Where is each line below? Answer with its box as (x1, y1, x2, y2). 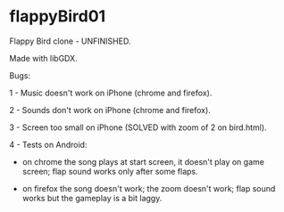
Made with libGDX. (9, 53, 78, 63)
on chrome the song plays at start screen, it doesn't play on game (21, 156, 265, 167)
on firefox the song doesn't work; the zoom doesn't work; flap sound (21, 183, 276, 193)
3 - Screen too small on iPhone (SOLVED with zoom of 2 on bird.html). (9, 122, 267, 133)
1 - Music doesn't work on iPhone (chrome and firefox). (9, 87, 213, 98)
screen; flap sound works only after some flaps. (21, 166, 198, 176)
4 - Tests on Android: (9, 139, 88, 150)
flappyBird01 (9, 6, 106, 27)
